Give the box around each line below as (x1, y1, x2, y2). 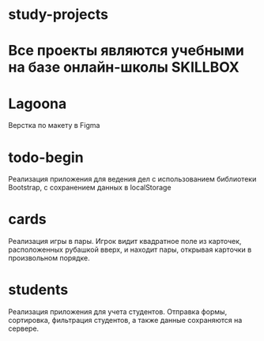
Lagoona (8, 95, 67, 112)
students (8, 281, 69, 299)
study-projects (8, 6, 109, 24)
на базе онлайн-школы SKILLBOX (8, 58, 239, 77)
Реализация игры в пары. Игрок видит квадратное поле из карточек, (8, 237, 242, 246)
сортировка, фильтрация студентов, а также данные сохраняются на (8, 316, 243, 325)
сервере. (8, 324, 40, 333)
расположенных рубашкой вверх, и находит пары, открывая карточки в (8, 245, 252, 254)
